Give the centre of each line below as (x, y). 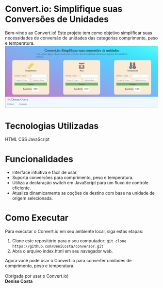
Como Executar (37, 218)
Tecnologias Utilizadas (52, 126)
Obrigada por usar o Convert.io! (37, 276)
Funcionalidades (39, 159)
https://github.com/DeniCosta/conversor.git (58, 247)
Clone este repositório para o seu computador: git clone (69, 241)
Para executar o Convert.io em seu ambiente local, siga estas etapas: (74, 232)
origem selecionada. (33, 198)
